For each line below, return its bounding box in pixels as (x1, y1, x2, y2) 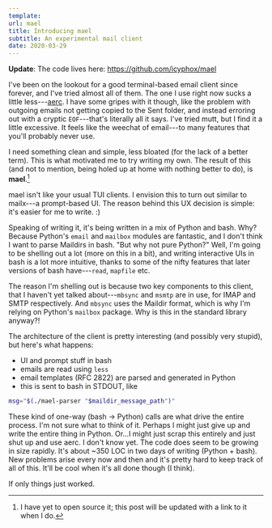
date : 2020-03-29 (8, 42, 67, 50)
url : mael (8, 19, 42, 27)
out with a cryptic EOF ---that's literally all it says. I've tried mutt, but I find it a (8, 114, 263, 124)
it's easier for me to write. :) (8, 207, 101, 217)
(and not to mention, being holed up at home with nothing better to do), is (8, 164, 253, 174)
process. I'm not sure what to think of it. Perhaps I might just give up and (8, 420, 251, 429)
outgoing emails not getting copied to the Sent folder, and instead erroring (8, 106, 256, 116)
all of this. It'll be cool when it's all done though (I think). (8, 463, 195, 473)
